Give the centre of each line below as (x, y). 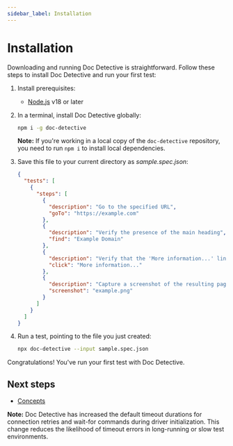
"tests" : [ (40, 181)
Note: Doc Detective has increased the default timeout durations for (105, 415)
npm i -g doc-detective (52, 128)
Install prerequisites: (46, 88)
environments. (28, 437)
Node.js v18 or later (55, 101)
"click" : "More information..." (95, 265)
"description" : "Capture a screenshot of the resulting (131, 284)
